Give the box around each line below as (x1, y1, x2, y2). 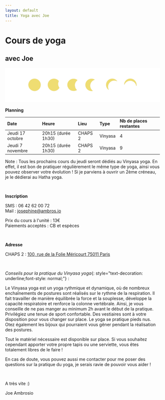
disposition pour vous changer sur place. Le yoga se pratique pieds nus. (5, 316, 151, 322)
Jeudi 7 (7, 143, 23, 148)
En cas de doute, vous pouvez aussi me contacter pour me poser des (5, 356, 146, 362)
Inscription (5, 193, 28, 199)
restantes (119, 123, 140, 129)
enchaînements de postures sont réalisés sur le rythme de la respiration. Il (5, 290, 155, 296)
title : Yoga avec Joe (5, 13, 50, 18)
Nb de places (119, 118, 147, 124)
